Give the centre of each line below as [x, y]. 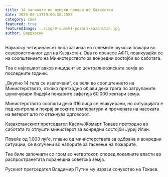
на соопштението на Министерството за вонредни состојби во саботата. [83, 58]
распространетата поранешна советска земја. [55, 159]
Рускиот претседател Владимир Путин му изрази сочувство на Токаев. [82, 169]
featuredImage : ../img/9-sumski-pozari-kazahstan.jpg [63, 29]
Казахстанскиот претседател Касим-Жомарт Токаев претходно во [77, 124]
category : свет [21, 19]
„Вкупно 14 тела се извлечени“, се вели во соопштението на [70, 83]
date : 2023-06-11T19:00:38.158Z [39, 15]
